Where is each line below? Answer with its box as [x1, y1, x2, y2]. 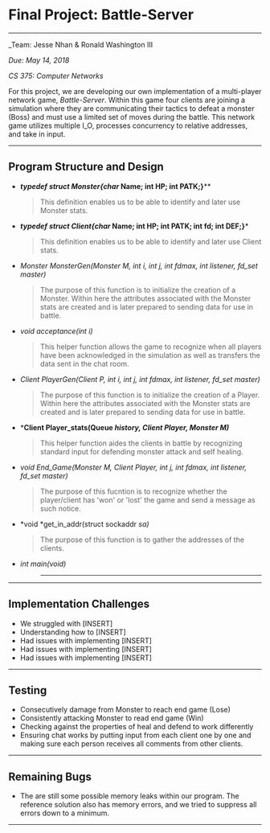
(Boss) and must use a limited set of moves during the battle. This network [8, 112, 256, 121]
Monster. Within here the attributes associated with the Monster [39, 293, 252, 303]
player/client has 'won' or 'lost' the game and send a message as [39, 494, 256, 504]
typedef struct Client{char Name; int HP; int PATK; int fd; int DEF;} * [19, 221, 249, 231]
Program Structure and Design [8, 160, 165, 174]
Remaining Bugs [8, 769, 92, 783]
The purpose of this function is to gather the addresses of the [39, 535, 245, 544]
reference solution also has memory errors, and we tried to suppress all [19, 800, 257, 810]
